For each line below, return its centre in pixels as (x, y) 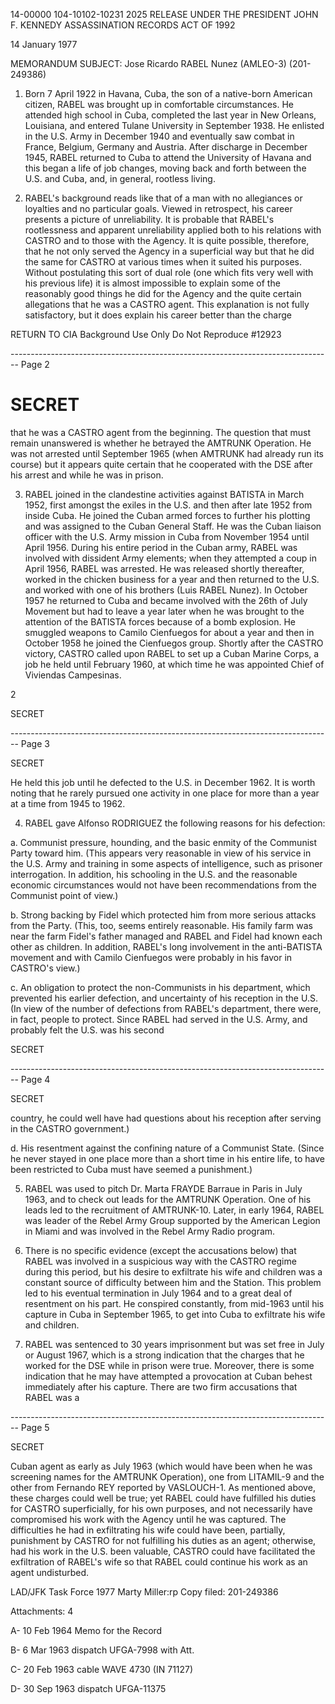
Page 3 (35, 743)
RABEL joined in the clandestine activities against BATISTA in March (164, 494)
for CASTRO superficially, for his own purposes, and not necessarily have (161, 1508)
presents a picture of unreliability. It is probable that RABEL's (149, 219)
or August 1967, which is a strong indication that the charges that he (164, 1355)
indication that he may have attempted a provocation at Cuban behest (168, 1376)
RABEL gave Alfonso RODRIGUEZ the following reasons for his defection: (175, 823)
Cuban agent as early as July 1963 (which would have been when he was (161, 1466)
